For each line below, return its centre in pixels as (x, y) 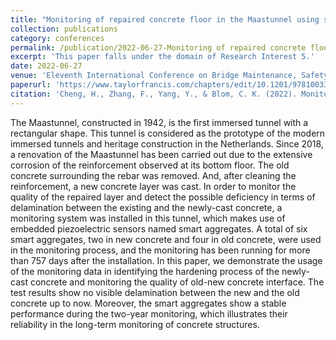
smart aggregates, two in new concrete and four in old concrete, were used (166, 239)
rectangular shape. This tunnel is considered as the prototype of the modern (168, 133)
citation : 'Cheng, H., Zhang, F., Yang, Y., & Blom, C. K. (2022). (154, 94)
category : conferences (57, 38)
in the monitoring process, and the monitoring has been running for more (160, 250)
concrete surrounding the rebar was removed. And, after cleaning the (153, 175)
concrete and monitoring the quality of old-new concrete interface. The (177, 282)
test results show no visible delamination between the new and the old (155, 292)
